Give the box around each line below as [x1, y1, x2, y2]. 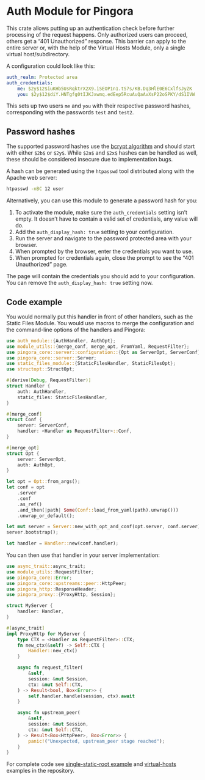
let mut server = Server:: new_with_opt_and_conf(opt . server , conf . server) [6, 524, 201, 530]
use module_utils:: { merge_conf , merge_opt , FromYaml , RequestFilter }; [6, 344, 190, 350]
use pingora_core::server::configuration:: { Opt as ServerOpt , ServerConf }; [6, 349, 203, 355]
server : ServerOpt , [17, 456, 67, 462]
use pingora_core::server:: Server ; [6, 355, 97, 361]
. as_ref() [17, 501, 43, 507]
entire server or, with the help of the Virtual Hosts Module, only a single [6, 44, 185, 51]
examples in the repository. [6, 767, 75, 774]
